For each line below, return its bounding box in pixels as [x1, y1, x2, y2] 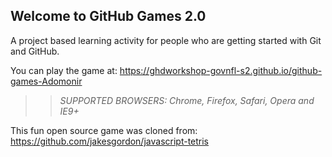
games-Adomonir [10, 75, 83, 87]
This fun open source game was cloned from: [10, 124, 198, 136]
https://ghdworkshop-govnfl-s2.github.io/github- [119, 64, 323, 76]
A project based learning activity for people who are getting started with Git [10, 34, 322, 46]
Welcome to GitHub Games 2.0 [10, 8, 207, 25]
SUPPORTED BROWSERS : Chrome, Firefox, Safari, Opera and [59, 94, 315, 106]
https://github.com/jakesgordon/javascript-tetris [10, 135, 210, 147]
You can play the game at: [10, 64, 118, 76]
